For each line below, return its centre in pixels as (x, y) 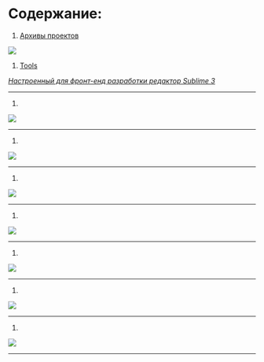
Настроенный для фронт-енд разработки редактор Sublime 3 (112, 80)
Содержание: (55, 14)
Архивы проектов (49, 35)
